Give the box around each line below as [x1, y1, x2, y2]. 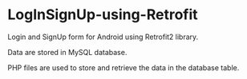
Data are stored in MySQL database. [7, 47, 128, 57]
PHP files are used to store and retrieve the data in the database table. [7, 62, 240, 73]
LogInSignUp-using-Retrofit [7, 6, 198, 24]
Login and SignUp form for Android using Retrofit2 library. [7, 32, 199, 41]
